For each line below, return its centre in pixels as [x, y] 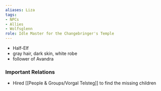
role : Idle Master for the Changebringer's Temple [60, 34]
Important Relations [30, 72]
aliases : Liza [20, 10]
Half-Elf [21, 48]
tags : [11, 15]
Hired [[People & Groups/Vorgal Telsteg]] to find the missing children [84, 83]
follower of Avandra [33, 59]
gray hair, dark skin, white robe [45, 53]
